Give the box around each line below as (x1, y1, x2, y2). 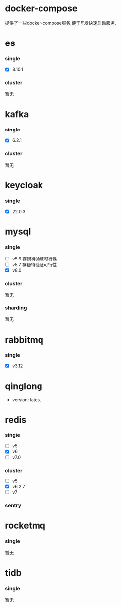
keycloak (5, 179, 43, 191)
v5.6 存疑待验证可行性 (12, 256, 57, 261)
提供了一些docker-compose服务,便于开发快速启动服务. (5, 20, 116, 26)
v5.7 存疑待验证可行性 (12, 261, 57, 267)
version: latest (12, 396, 41, 403)
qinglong (5, 381, 43, 392)
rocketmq (5, 520, 46, 531)
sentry (5, 502, 21, 509)
